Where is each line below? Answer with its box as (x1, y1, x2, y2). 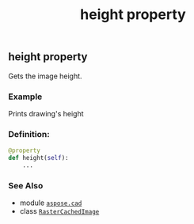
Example (8, 91, 43, 102)
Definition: (8, 128, 50, 139)
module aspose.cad (19, 198, 82, 207)
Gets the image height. (8, 71, 82, 81)
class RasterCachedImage (19, 207, 100, 216)
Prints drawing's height (8, 108, 84, 118)
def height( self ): (8, 154, 69, 162)
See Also (8, 180, 44, 191)
